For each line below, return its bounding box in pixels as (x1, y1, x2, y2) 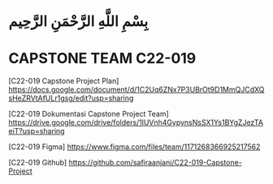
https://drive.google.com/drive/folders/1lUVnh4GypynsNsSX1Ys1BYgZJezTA (8, 118, 264, 127)
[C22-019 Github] (8, 158, 67, 168)
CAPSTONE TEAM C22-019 (8, 49, 197, 68)
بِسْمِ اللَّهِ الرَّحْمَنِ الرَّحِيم (8, 12, 149, 31)
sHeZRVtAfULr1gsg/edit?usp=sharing (8, 93, 134, 103)
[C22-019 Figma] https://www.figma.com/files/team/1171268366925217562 (8, 142, 261, 152)
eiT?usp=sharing (8, 126, 65, 136)
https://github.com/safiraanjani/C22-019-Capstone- (68, 158, 242, 168)
